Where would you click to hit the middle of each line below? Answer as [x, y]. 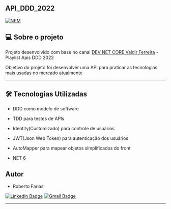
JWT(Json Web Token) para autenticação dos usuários [70, 138]
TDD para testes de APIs [38, 118]
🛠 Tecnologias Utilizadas [46, 94]
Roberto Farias [28, 186]
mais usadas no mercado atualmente [44, 73]
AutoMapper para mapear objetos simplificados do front [72, 148]
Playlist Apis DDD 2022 [30, 57]
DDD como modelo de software [46, 109]
